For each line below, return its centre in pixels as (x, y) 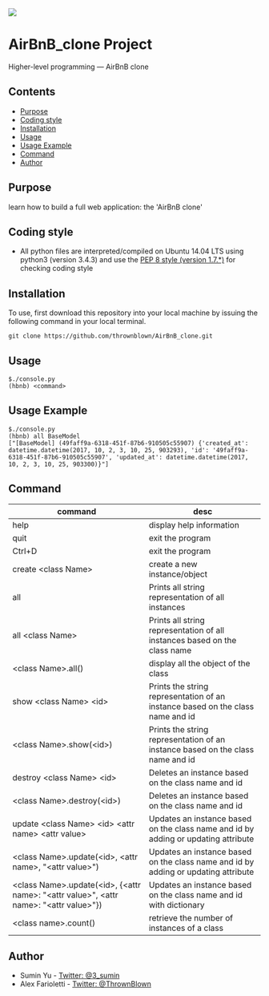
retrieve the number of (191, 917)
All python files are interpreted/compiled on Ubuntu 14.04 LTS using (132, 251)
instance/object (178, 574)
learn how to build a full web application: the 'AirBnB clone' (105, 207)
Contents (32, 92)
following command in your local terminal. (77, 322)
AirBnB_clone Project (80, 45)
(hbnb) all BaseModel (44, 436)
